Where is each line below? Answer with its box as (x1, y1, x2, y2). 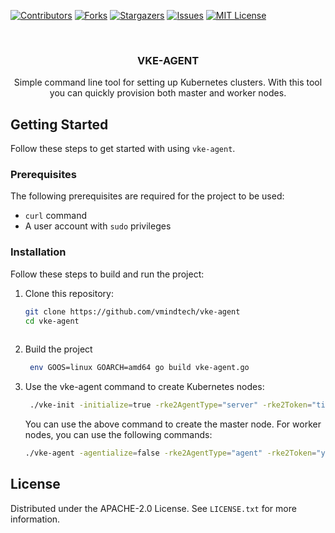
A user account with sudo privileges (24, 220, 172, 232)
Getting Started (10, 116, 109, 133)
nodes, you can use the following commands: (24, 429, 213, 441)
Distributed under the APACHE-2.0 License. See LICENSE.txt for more (10, 502, 297, 514)
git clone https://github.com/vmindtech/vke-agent (24, 306, 241, 317)
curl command (24, 210, 87, 222)
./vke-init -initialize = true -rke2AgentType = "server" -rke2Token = (29, 400, 313, 410)
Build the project (24, 343, 93, 355)
